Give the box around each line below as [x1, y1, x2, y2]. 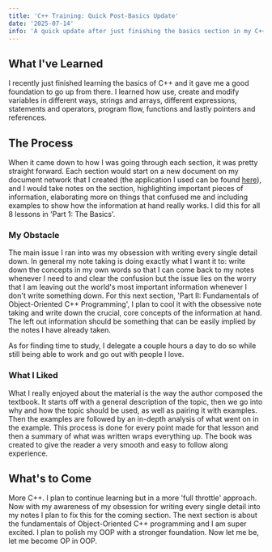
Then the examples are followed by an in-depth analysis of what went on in [8, 414, 259, 423]
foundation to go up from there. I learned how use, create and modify [8, 87, 240, 97]
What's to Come [8, 471, 91, 486]
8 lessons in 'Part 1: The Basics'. [8, 210, 116, 219]
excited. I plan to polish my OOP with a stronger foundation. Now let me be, [8, 528, 259, 537]
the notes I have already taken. [8, 325, 112, 335]
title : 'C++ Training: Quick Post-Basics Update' [8, 11, 180, 20]
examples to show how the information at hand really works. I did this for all [8, 201, 261, 210]
